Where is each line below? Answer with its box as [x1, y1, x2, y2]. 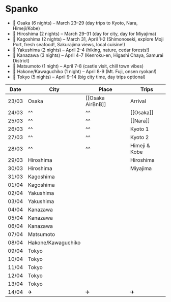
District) [12, 57, 30, 63]
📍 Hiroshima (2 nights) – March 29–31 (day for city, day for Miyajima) [12, 30, 157, 37]
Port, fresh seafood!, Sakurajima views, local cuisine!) [12, 41, 126, 47]
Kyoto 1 [130, 125, 149, 132]
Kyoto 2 [130, 133, 149, 141]
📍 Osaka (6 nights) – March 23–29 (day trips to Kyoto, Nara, [12, 20, 138, 26]
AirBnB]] [85, 100, 106, 108]
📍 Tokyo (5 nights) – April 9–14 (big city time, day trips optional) [12, 74, 146, 80]
